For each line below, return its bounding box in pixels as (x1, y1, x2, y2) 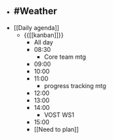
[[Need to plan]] (33, 125, 80, 133)
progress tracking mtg (44, 81, 107, 89)
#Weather (13, 5, 57, 17)
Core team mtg (44, 53, 86, 61)
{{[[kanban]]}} (23, 31, 64, 39)
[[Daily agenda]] (13, 23, 60, 31)
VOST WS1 (44, 111, 75, 119)
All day (33, 38, 53, 46)
